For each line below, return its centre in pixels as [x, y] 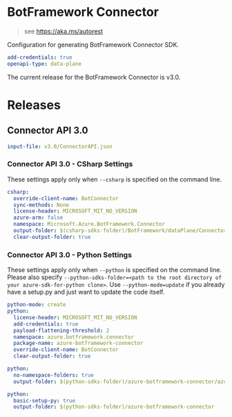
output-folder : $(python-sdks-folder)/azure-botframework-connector [114, 407]
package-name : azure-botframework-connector [78, 344]
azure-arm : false [38, 218]
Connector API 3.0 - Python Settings [70, 255]
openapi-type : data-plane [44, 64]
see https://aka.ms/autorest [64, 31]
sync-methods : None [41, 205]
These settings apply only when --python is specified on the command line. [115, 270]
